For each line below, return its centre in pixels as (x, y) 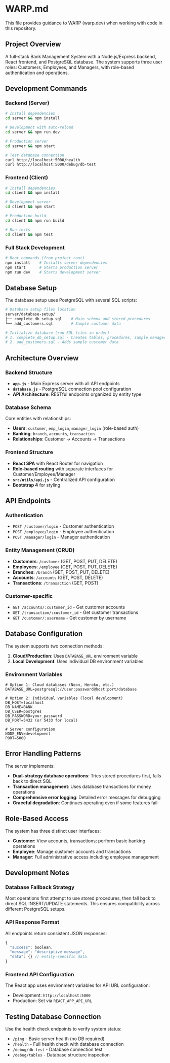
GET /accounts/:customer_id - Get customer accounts (69, 607)
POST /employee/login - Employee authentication (63, 532)
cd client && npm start (30, 207)
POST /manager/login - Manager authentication (61, 537)
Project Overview (33, 44)
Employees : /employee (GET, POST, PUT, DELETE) (65, 567)
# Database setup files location (40, 310)
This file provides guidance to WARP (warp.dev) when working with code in (84, 23)
